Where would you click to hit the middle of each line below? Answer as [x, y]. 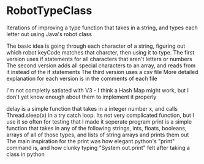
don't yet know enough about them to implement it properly [81, 97]
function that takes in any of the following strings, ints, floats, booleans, [96, 128]
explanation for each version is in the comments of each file [82, 78]
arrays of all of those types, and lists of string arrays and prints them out [98, 135]
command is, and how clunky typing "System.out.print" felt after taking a [98, 147]
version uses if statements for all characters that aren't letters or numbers [99, 59]
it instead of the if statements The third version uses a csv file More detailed [102, 72]
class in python [25, 154]
